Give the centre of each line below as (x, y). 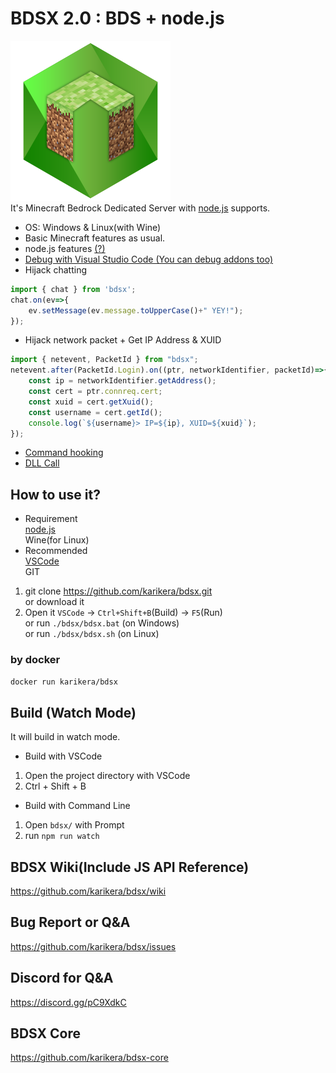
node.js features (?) (65, 248)
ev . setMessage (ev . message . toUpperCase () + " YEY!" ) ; (136, 310)
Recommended (56, 551)
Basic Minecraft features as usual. (95, 238)
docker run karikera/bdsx (64, 682)
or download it (54, 602)
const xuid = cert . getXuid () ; (91, 402)
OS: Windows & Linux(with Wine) (93, 227)
